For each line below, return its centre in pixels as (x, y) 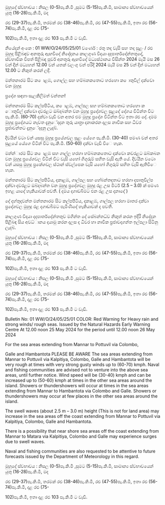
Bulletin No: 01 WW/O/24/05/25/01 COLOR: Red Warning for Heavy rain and (82, 319)
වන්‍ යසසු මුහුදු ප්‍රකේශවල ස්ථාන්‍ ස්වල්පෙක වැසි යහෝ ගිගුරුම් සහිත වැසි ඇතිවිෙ (81, 164)
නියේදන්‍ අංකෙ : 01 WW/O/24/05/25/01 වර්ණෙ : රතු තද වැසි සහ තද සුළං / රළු (79, 48)
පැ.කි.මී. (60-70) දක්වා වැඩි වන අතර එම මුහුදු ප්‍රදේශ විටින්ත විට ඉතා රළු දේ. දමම (81, 117)
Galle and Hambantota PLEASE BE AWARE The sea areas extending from (79, 354)
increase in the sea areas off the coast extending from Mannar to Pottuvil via (83, 416)
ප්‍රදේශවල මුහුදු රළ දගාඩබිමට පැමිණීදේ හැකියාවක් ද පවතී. (59, 206)
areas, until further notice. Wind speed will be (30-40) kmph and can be (78, 375)
